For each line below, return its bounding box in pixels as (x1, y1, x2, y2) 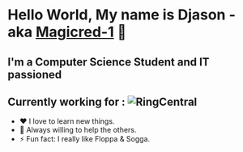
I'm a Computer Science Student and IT (7, 55, 210, 69)
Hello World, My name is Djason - (7, 6, 236, 24)
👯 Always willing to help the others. (19, 125, 137, 135)
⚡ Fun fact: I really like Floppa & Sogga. (19, 134, 151, 144)
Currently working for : (7, 95, 126, 108)
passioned (7, 67, 62, 82)
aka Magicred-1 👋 (7, 23, 127, 41)
